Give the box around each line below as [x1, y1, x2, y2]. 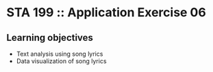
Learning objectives [6, 32, 94, 43]
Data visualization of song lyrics [16, 57, 107, 65]
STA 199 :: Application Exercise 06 [6, 5, 206, 20]
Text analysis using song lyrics [16, 50, 103, 58]
